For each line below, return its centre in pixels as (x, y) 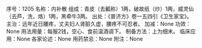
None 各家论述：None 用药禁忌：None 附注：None (80, 39)
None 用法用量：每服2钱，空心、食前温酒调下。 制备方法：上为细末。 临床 (98, 31)
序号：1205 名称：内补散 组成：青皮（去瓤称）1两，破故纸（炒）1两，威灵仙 (100, 9)
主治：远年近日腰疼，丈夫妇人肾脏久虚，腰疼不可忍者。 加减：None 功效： (99, 24)
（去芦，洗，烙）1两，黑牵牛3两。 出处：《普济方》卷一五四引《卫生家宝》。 (99, 16)
